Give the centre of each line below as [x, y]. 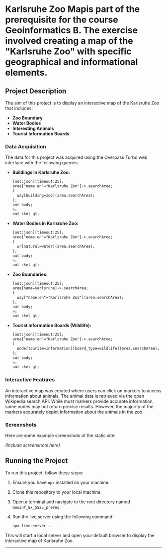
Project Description [36, 91]
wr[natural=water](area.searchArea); [56, 246]
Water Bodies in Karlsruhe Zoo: [45, 223]
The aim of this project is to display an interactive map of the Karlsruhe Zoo [82, 103]
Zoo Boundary [28, 118]
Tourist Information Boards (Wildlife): [52, 326]
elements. [26, 73]
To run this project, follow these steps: [44, 473]
